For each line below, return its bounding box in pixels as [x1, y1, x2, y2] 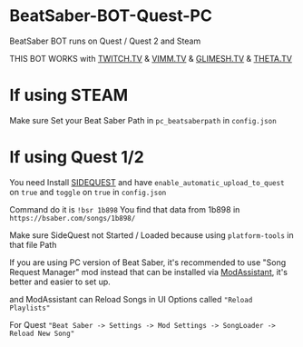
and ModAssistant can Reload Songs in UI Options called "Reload [9, 293, 253, 304]
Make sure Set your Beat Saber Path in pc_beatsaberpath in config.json [9, 114, 277, 125]
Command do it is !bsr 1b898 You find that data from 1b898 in [9, 203, 240, 214]
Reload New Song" [9, 329, 75, 338]
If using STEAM [9, 85, 129, 105]
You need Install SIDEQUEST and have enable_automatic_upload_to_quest [9, 176, 285, 187]
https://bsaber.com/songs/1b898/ [9, 213, 136, 223]
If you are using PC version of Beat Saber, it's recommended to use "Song [9, 256, 287, 268]
